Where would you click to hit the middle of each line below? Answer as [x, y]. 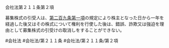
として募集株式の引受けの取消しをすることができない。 [67, 30]
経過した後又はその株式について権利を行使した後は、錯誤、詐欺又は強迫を [82, 24]
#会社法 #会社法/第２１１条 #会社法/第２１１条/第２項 [62, 41]
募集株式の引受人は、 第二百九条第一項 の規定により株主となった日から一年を [85, 18]
